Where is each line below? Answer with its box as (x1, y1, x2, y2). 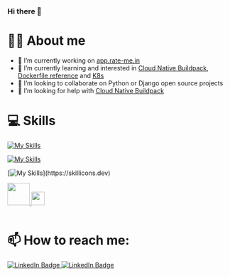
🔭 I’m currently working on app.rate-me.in (17, 56, 141, 65)
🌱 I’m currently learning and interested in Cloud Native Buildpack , (17, 63, 209, 72)
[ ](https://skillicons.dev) (7, 169, 111, 177)
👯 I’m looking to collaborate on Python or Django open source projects (17, 78, 224, 87)
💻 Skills (7, 113, 56, 129)
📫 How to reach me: (7, 232, 130, 248)
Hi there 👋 (7, 6, 43, 16)
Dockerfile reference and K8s (17, 71, 104, 80)
